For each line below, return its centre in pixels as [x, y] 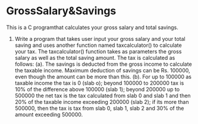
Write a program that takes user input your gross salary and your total [100, 39]
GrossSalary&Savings [61, 11]
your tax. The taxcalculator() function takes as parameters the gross [98, 51]
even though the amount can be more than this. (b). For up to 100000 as [103, 77]
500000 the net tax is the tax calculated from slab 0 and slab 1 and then [103, 96]
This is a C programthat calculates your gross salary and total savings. [92, 27]
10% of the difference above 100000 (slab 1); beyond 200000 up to [97, 89]
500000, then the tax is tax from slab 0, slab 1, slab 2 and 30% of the [99, 108]
